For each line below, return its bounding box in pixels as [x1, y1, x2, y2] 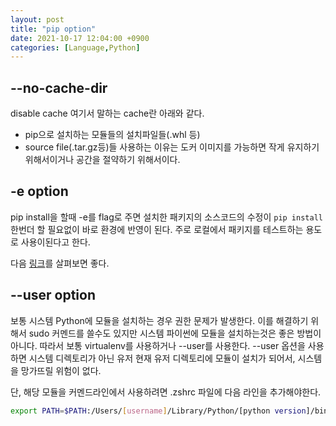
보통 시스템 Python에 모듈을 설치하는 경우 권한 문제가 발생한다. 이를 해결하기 [10, 314, 309, 326]
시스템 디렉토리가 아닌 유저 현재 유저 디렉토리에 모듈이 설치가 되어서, [28, 352, 296, 364]
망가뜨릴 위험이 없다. [20, 364, 102, 376]
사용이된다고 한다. [20, 236, 91, 248]
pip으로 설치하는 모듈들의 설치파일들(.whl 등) [24, 129, 201, 141]
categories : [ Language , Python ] [10, 42, 141, 53]
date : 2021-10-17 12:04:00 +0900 [10, 33, 150, 43]
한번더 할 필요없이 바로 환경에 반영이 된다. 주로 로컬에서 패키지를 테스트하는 [10, 223, 304, 235]
